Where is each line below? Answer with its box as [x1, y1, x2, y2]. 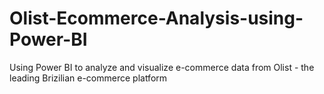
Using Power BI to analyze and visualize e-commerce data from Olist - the [9, 61, 315, 73]
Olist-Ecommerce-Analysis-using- [9, 7, 304, 30]
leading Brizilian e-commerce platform [9, 72, 168, 84]
